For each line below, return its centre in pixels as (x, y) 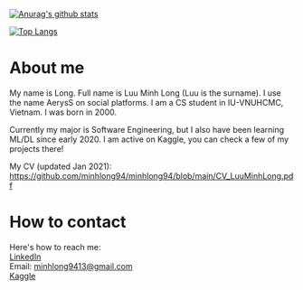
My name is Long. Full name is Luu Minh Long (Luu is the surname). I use (146, 93)
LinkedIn (25, 257)
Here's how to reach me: (55, 247)
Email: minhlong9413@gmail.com (71, 266)
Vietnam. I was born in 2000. (63, 112)
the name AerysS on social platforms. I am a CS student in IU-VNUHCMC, (147, 102)
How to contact (68, 222)
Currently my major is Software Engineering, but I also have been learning (147, 129)
